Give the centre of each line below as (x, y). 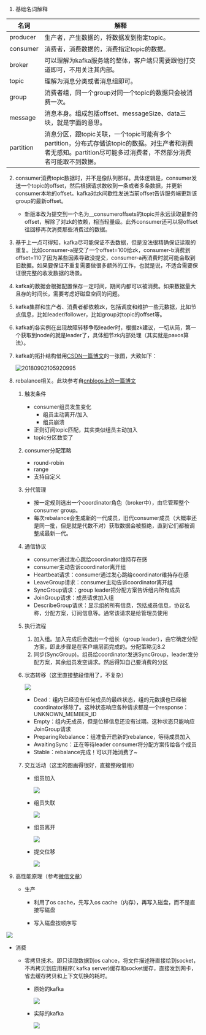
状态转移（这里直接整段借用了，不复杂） (75, 675)
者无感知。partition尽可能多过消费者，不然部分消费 (118, 152)
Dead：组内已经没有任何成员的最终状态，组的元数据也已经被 (110, 700)
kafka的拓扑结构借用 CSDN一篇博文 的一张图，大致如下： (86, 356)
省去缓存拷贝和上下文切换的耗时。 (67, 976)
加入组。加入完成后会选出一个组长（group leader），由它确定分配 (116, 639)
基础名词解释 (31, 9)
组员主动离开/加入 (65, 414)
